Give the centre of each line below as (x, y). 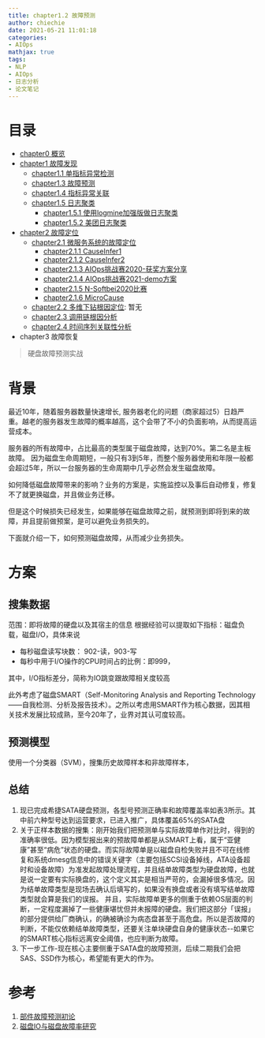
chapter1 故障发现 (49, 163)
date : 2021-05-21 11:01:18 (52, 30)
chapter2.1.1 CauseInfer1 (82, 251)
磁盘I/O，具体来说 (51, 635)
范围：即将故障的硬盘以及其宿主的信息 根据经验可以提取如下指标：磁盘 (123, 625)
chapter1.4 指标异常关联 (70, 193)
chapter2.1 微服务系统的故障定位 (84, 242)
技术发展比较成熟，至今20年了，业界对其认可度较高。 (102, 714)
